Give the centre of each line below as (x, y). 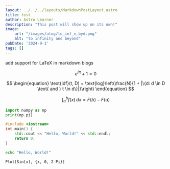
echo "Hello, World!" (28, 152)
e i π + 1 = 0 (86, 73)
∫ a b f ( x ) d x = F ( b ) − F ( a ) (86, 100)
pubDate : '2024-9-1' (27, 44)
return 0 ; (25, 139)
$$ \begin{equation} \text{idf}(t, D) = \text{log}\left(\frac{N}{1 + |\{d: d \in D (86, 83)
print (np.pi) (19, 115)
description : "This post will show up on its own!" (61, 24)
